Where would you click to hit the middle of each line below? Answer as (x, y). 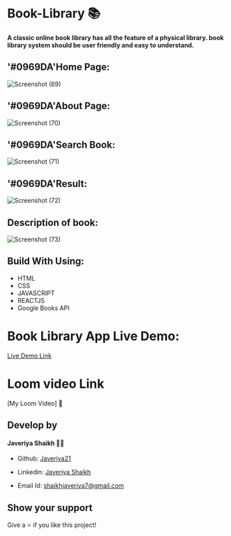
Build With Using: (46, 261)
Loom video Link (56, 384)
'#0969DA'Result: (47, 184)
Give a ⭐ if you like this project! (52, 525)
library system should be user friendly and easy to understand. (100, 45)
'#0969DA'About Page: (59, 106)
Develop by (32, 425)
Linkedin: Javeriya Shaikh (54, 472)
